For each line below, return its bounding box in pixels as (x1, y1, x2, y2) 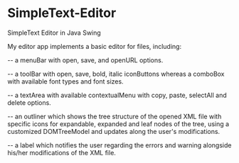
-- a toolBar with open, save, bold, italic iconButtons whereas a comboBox (7, 69, 225, 78)
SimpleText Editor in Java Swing (7, 28, 101, 37)
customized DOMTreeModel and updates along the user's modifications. (7, 127, 221, 135)
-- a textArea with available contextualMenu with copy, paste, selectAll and (7, 91, 228, 99)
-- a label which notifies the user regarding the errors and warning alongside (7, 140, 232, 150)
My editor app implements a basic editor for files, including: (7, 42, 182, 50)
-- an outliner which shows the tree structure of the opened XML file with (7, 112, 222, 120)
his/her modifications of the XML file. (7, 148, 116, 157)
